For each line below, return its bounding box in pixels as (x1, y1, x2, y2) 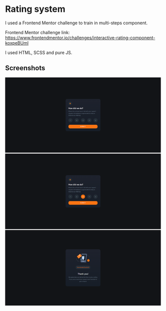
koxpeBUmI (5, 40, 29, 46)
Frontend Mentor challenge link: (5, 29, 70, 35)
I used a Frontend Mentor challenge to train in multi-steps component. (5, 20, 148, 26)
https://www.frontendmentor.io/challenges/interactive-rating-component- (5, 35, 156, 41)
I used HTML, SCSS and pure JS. (5, 50, 73, 55)
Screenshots (5, 64, 45, 72)
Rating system (5, 3, 66, 15)
